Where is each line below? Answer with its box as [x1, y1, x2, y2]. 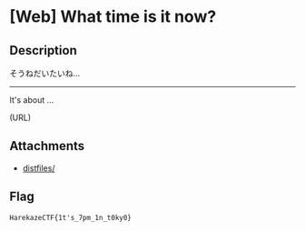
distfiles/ [22, 162, 55, 174]
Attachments [9, 138, 85, 154]
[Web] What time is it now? [9, 6, 217, 27]
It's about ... [9, 95, 54, 105]
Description [9, 43, 77, 58]
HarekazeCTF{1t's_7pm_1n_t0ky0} [9, 213, 132, 222]
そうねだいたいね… [9, 68, 81, 78]
